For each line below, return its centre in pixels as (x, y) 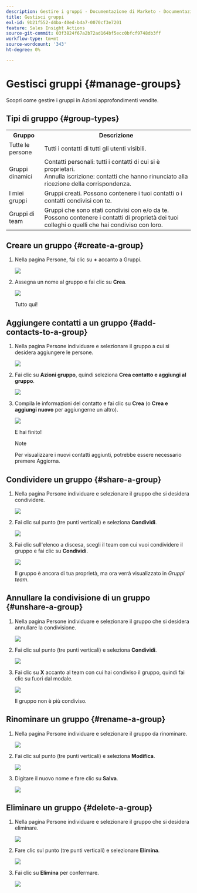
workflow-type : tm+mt (33, 39)
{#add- (143, 323)
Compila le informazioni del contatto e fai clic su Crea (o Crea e (91, 403)
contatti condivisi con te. (78, 200)
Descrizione (116, 135)
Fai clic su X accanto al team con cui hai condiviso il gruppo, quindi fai (99, 672)
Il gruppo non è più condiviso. (50, 701)
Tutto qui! (26, 304)
